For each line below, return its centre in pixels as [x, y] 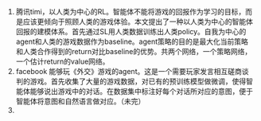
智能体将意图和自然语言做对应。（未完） [80, 101]
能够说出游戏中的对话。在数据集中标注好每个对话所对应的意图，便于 [141, 91]
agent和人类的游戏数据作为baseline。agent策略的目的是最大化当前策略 [132, 41]
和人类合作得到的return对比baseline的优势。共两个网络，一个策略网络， [134, 51]
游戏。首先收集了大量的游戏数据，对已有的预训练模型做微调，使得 [138, 81]
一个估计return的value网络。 [62, 61]
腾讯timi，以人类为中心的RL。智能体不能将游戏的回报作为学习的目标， [130, 12]
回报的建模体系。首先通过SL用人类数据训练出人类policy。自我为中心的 [131, 31]
